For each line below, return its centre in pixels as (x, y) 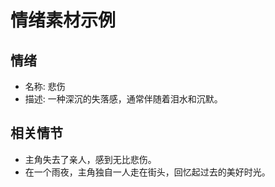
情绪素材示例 (63, 20)
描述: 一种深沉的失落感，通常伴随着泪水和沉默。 (123, 99)
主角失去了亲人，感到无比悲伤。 (90, 159)
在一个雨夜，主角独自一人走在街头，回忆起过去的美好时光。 (147, 172)
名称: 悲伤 (45, 86)
